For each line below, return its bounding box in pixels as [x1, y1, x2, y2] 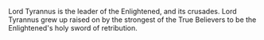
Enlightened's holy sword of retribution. [8, 24, 138, 32]
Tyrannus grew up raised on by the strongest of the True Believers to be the [8, 15, 257, 24]
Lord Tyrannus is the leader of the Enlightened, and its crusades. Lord [8, 7, 237, 16]
